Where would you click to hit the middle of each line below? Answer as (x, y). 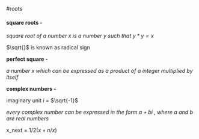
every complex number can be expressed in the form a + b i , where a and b (100, 112)
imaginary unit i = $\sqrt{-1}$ (42, 100)
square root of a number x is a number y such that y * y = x (80, 36)
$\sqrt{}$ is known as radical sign (48, 48)
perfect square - (27, 59)
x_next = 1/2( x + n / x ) (32, 130)
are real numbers (28, 119)
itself (12, 77)
